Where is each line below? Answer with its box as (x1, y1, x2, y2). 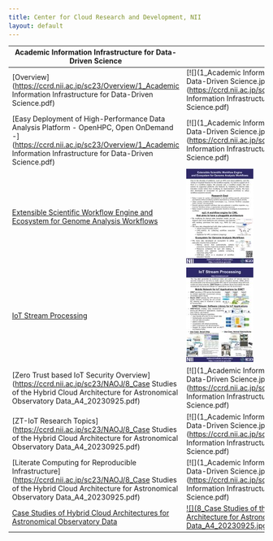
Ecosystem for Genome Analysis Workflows (11, 216, 158, 226)
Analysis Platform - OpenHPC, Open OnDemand (11, 122, 174, 132)
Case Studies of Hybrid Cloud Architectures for (11, 508, 170, 517)
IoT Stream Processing (11, 311, 88, 321)
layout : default (8, 21, 63, 30)
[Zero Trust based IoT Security (11, 370, 115, 380)
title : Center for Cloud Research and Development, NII (8, 13, 201, 21)
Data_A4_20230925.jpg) (186, 521, 271, 530)
